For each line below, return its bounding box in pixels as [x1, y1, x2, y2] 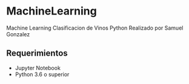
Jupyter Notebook [15, 64, 61, 71]
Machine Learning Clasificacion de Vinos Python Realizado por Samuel [6, 24, 184, 31]
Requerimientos [6, 48, 68, 59]
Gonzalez [6, 30, 30, 37]
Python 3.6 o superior [15, 71, 70, 78]
